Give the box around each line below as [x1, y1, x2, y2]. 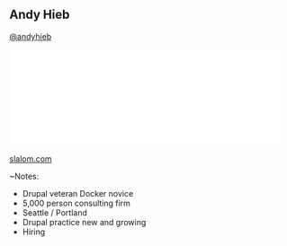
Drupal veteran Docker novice [22, 188, 134, 198]
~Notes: [9, 171, 40, 181]
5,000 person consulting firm [22, 198, 130, 208]
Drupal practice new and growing [22, 216, 147, 227]
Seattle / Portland [22, 206, 87, 218]
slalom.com [9, 153, 52, 164]
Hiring [22, 226, 46, 237]
